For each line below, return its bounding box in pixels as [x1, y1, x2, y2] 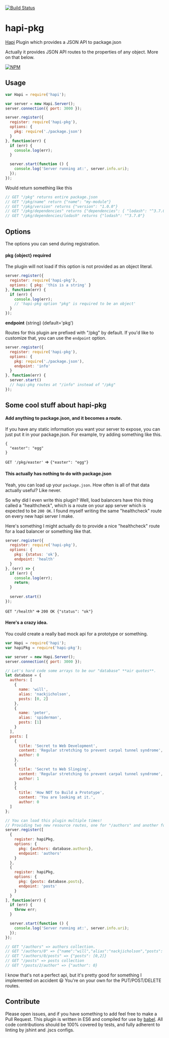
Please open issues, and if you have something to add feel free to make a [5, 1011, 157, 1017]
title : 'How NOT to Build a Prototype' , [18, 790, 105, 795]
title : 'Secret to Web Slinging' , [18, 767, 92, 772]
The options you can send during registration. [5, 240, 100, 247]
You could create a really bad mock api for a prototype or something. [5, 631, 148, 637]
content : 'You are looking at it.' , [18, 795, 96, 800]
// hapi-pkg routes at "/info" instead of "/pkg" [10, 383, 116, 388]
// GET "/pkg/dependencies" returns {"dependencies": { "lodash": [5, 208, 147, 214]
